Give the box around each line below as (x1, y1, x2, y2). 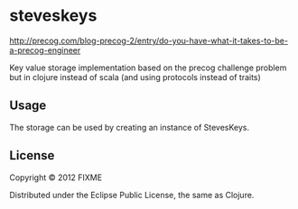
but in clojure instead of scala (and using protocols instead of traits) (9, 71, 262, 82)
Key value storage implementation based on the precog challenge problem (9, 62, 287, 73)
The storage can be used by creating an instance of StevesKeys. (9, 122, 250, 132)
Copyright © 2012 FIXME (9, 172, 102, 183)
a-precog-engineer (9, 44, 81, 55)
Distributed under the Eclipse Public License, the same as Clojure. (9, 189, 255, 200)
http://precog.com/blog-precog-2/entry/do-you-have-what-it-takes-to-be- (9, 35, 289, 46)
